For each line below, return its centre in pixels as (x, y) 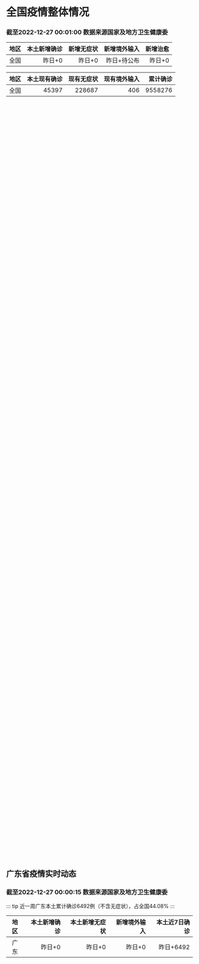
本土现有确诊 (45, 79)
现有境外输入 (122, 79)
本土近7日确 (173, 922)
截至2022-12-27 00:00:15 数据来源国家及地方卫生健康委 (87, 892)
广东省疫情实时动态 (41, 873)
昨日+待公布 (123, 61)
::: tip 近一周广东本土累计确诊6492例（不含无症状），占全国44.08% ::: (91, 906)
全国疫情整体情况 (48, 12)
